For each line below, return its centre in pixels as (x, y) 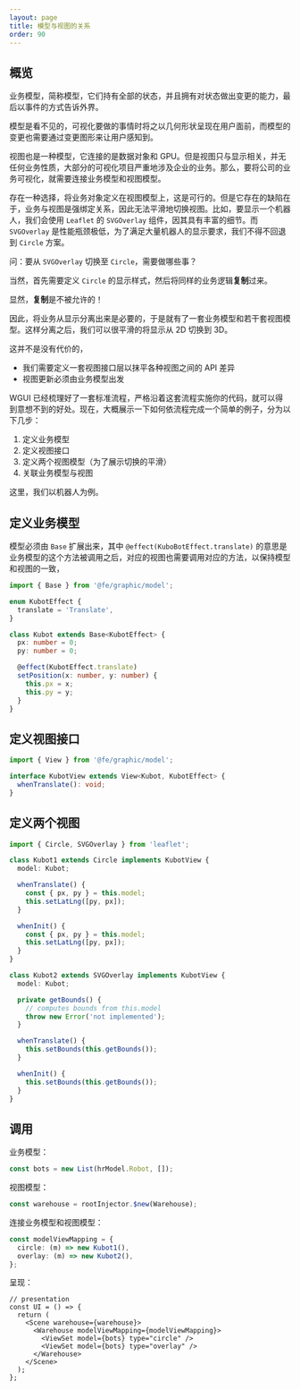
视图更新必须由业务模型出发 (73, 379)
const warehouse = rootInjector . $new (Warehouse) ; (104, 1205)
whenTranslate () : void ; (61, 784)
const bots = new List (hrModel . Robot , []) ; (92, 1169)
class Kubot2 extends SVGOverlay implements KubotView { (117, 976)
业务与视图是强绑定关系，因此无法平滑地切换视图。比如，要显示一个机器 (158, 209)
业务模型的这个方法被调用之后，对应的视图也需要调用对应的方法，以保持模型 (150, 557)
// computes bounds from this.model (94, 1008)
